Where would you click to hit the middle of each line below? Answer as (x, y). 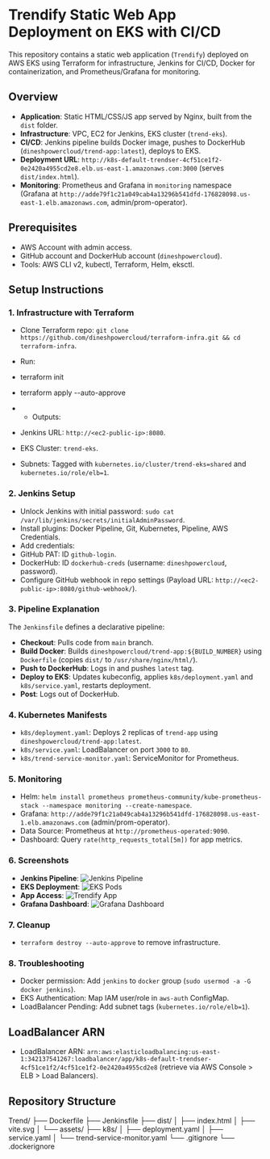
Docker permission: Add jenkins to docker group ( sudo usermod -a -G (135, 981)
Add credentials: (47, 545)
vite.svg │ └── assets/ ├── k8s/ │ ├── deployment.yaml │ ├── (116, 1129)
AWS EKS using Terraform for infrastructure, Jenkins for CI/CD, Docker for (132, 63)
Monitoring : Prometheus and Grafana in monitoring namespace (126, 185)
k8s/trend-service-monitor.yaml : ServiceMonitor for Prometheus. (129, 758)
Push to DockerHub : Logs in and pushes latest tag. (107, 668)
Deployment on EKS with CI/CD (115, 32)
